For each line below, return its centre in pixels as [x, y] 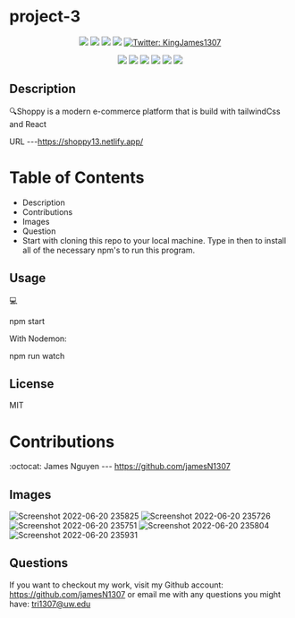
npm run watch [37, 356]
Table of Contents [77, 177]
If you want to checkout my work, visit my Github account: [116, 585]
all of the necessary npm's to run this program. [109, 250]
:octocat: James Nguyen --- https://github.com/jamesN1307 [120, 467]
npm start [27, 321]
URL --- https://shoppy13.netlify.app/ [76, 142]
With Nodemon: [38, 339]
